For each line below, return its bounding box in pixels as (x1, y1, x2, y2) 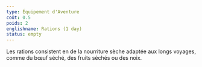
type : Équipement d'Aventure (6, 8, 80, 15)
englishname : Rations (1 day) (6, 25, 83, 32)
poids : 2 (6, 20, 28, 26)
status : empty (6, 31, 42, 37)
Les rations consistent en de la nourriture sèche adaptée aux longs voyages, (6, 48, 196, 55)
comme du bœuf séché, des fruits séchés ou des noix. (6, 54, 142, 62)
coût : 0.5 (6, 14, 31, 21)
